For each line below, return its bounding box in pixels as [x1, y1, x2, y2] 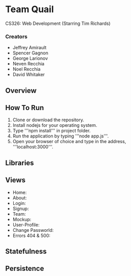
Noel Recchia [12, 66, 41, 72]
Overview [5, 86, 37, 95]
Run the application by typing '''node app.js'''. [12, 133, 109, 139]
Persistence [5, 264, 44, 273]
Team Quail [5, 4, 54, 15]
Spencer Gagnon [12, 50, 48, 56]
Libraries [5, 158, 34, 167]
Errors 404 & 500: [12, 232, 51, 238]
